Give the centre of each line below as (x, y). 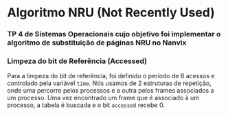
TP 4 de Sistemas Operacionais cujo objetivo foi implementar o (114, 34)
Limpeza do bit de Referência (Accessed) (77, 61)
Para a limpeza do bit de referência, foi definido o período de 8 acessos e (111, 76)
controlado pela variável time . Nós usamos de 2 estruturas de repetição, (109, 83)
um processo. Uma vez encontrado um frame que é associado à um (103, 98)
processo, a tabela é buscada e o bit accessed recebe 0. (86, 105)
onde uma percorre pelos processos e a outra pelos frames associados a (111, 91)
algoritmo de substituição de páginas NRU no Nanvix (97, 43)
